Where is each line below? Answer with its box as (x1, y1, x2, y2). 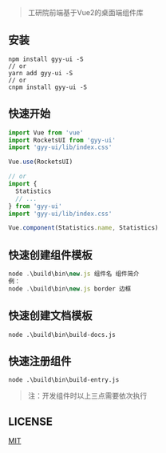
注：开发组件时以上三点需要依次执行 (27, 391, 148, 401)
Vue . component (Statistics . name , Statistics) (8, 224, 159, 232)
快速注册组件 (8, 354, 72, 367)
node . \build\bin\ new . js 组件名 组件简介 (8, 270, 140, 279)
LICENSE (8, 415, 53, 428)
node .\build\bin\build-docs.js (8, 331, 116, 339)
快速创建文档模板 (8, 309, 93, 323)
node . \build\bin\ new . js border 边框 (8, 284, 132, 293)
